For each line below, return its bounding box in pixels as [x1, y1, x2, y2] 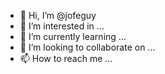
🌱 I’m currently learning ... [19, 31, 127, 42]
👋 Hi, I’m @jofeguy [19, 10, 97, 21]
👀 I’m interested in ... [19, 20, 105, 32]
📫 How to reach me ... [19, 53, 113, 64]
